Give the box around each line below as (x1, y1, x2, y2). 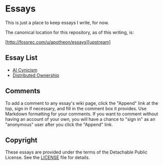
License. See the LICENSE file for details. (5, 154, 90, 160)
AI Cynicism (12, 67, 38, 73)
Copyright (5, 136, 38, 144)
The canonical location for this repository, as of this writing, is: (5, 29, 134, 35)
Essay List (5, 54, 38, 62)
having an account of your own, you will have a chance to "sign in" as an (5, 116, 155, 122)
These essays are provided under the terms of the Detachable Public (5, 149, 148, 155)
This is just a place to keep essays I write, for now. (5, 20, 109, 26)
